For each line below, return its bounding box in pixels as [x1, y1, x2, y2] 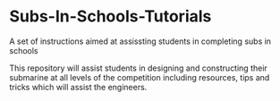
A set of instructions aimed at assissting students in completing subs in [9, 36, 271, 46]
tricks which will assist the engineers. [9, 81, 148, 92]
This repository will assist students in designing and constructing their [9, 63, 268, 73]
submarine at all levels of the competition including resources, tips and [9, 72, 270, 82]
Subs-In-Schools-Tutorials [9, 6, 212, 27]
